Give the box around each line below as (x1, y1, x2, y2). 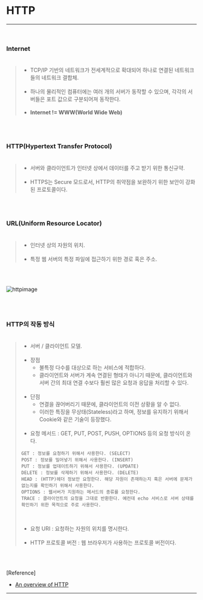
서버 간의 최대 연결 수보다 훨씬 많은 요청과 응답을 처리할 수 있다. (39, 379, 189, 386)
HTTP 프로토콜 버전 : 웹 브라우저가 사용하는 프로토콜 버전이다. (30, 539, 176, 546)
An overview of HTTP (14, 581, 69, 589)
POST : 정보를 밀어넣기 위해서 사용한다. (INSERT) (21, 457, 134, 463)
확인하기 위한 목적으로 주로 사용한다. (21, 502, 101, 508)
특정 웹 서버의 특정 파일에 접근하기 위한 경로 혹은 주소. (30, 255, 158, 262)
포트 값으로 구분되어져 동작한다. (46, 96, 121, 103)
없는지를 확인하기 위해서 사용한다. (21, 483, 95, 489)
